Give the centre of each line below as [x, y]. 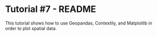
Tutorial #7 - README [51, 9]
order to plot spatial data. [31, 28]
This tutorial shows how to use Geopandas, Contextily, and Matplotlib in [79, 23]
